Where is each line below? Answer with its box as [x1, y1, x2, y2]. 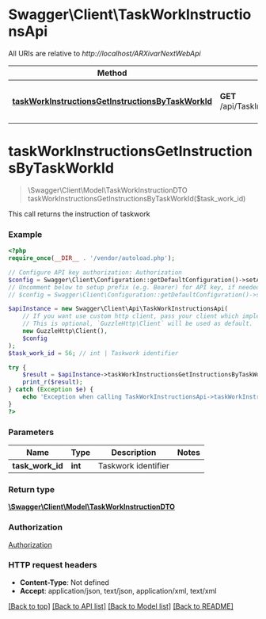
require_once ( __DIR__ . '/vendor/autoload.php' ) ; [8, 254, 176, 262]
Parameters [8, 426, 54, 438]
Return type [8, 483, 55, 495]
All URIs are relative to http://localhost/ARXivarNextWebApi [8, 48, 201, 58]
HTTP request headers [8, 560, 97, 571]
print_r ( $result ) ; [22, 378, 83, 386]
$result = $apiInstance [22, 371, 101, 379]
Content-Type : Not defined [19, 577, 109, 587]
